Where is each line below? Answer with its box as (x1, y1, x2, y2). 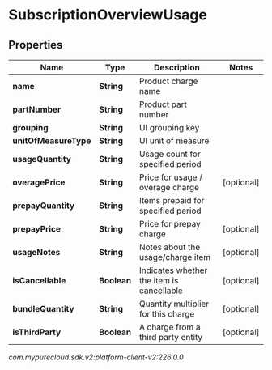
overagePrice (12, 176, 66, 188)
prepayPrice (12, 223, 61, 234)
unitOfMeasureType (12, 135, 91, 147)
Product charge (138, 75, 198, 87)
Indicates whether (138, 265, 208, 276)
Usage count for (138, 148, 201, 159)
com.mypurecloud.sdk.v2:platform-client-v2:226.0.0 (8, 352, 184, 362)
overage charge (138, 182, 200, 193)
